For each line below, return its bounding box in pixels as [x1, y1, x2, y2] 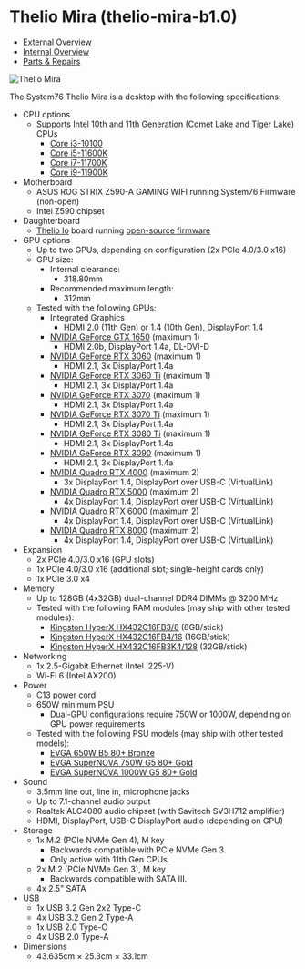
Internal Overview [22, 46, 89, 56]
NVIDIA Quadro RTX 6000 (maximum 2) [49, 505, 199, 516]
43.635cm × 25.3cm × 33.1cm [36, 950, 148, 962]
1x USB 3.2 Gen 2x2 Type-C [36, 902, 142, 913]
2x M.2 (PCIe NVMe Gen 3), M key [36, 863, 167, 874]
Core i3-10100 [49, 138, 103, 148]
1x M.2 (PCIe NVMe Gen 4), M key [36, 834, 165, 845]
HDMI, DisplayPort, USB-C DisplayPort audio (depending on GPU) [36, 815, 284, 826]
